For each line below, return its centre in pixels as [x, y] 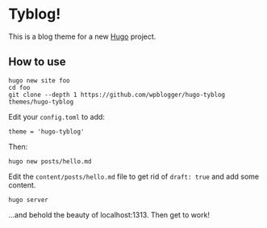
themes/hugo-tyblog [41, 102]
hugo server [28, 200]
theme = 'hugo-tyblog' [46, 131]
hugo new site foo [39, 80]
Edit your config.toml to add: [56, 116]
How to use [37, 62]
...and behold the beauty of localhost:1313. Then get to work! [109, 214]
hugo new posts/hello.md [50, 161]
